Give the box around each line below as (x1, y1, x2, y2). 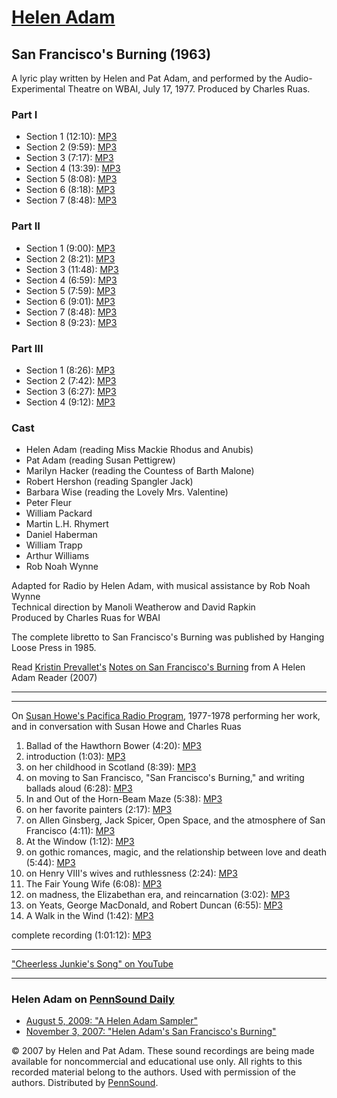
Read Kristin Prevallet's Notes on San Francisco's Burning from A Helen (11, 661, 306, 673)
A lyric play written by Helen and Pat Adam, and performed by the (11, 72, 283, 84)
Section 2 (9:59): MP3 (25, 141, 118, 153)
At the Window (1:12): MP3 (25, 836, 135, 848)
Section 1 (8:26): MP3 (25, 364, 116, 376)
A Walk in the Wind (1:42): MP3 (25, 910, 154, 922)
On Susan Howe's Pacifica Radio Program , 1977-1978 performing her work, (11, 710, 321, 722)
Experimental (11, 83, 66, 95)
